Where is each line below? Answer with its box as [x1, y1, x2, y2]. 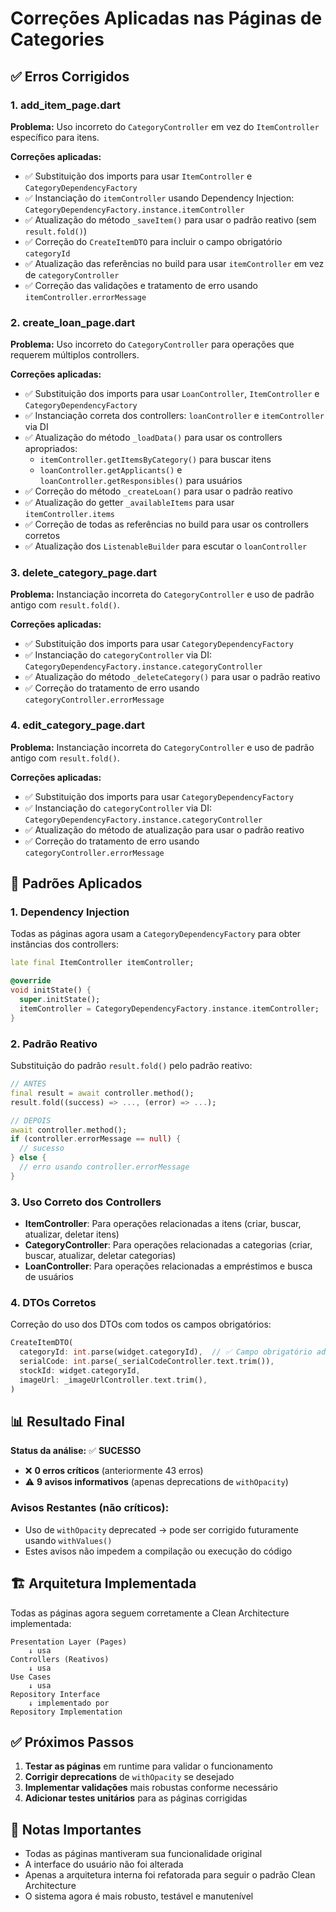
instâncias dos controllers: [10, 938, 120, 951]
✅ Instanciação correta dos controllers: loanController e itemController [24, 410, 325, 422]
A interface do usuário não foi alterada [24, 1858, 184, 1871]
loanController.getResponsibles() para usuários [39, 475, 243, 487]
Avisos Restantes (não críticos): [10, 1501, 170, 1515]
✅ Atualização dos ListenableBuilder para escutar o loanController [24, 540, 308, 552]
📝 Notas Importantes [10, 1821, 142, 1838]
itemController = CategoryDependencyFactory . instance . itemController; [19, 1003, 320, 1014]
